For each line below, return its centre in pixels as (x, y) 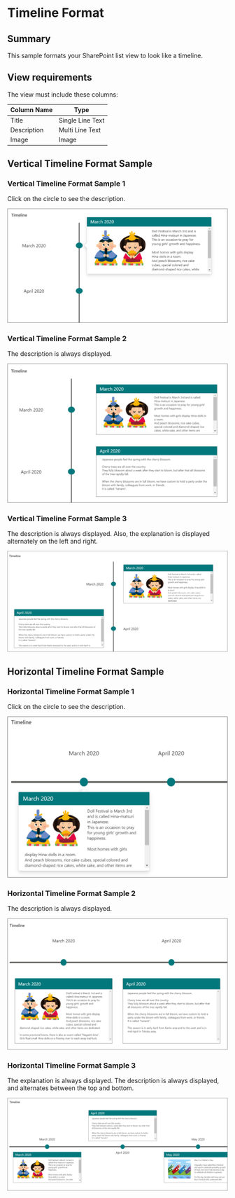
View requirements (50, 77)
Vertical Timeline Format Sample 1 (66, 184)
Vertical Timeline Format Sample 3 (67, 518)
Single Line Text (81, 120)
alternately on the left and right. (52, 542)
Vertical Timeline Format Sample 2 (67, 338)
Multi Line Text (80, 130)
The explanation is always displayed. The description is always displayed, (113, 1080)
